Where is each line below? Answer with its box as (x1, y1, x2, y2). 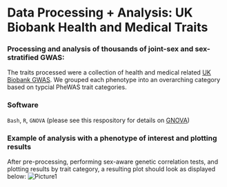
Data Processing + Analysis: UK (7, 5, 193, 21)
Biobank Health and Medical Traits (7, 19, 208, 35)
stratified (7, 53, 39, 63)
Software (7, 100, 39, 110)
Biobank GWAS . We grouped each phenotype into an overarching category (7, 76, 221, 84)
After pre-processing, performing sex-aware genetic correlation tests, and (7, 157, 219, 166)
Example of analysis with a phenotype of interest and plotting (7, 133, 217, 143)
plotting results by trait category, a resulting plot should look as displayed (7, 165, 216, 173)
